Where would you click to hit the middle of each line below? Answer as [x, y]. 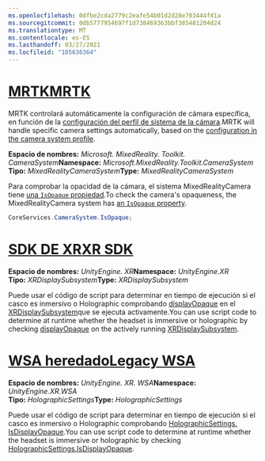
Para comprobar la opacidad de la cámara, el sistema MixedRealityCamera [130, 186]
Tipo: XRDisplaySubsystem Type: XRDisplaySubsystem [98, 280]
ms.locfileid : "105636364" [53, 52]
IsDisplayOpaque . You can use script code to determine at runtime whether [130, 432]
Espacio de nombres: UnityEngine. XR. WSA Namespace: [102, 383]
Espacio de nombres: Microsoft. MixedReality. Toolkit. [97, 154]
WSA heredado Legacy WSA [102, 360]
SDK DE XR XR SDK [71, 250]
